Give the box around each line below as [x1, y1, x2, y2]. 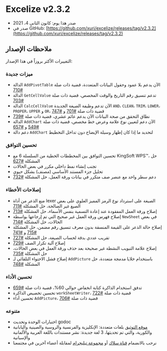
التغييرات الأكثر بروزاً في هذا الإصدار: [5, 58, 73, 64]
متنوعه [5, 307, 20, 314]
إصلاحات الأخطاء [5, 186, 41, 193]
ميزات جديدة [5, 70, 33, 77]
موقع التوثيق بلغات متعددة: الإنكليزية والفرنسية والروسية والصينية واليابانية [12, 324, 148, 330]
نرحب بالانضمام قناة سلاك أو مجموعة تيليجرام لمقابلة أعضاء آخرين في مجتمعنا [12, 340, 157, 346]
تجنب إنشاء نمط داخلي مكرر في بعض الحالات [12, 163, 97, 169]
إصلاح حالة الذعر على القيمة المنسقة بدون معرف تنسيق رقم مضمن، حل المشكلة [12, 224, 162, 230]
